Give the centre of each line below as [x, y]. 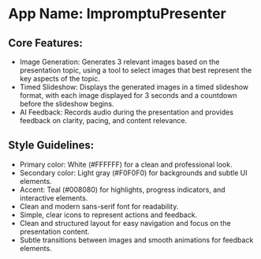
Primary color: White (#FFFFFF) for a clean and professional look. [126, 164]
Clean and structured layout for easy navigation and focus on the [125, 223]
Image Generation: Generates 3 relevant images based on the [119, 62]
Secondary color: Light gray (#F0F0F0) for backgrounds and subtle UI [133, 173]
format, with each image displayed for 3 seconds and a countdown [128, 95]
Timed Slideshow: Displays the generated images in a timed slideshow [134, 87]
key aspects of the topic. [60, 79]
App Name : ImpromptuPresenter [117, 14]
